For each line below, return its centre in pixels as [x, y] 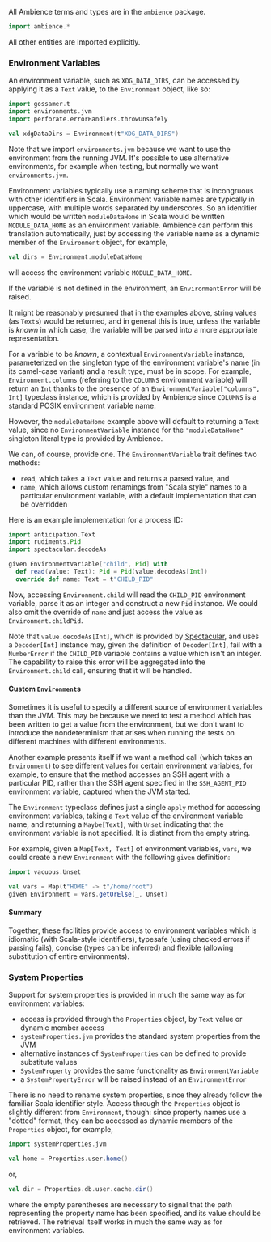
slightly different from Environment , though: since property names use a [127, 1113]
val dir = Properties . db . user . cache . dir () [81, 1189]
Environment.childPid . [46, 620]
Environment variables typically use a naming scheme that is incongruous [131, 190]
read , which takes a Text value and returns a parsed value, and [125, 478]
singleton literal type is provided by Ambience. [86, 438]
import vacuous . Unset [45, 872]
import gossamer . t [39, 104]
